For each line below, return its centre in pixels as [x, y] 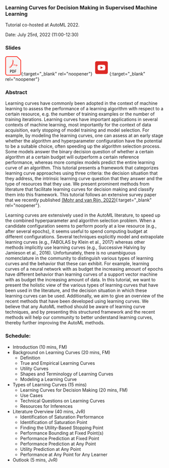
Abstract [16, 92]
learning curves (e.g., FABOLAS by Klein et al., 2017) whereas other [75, 242]
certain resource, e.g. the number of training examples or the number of [80, 114]
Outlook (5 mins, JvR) [35, 460]
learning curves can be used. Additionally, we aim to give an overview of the [84, 296]
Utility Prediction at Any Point [50, 449]
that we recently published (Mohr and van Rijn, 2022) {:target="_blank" [79, 200]
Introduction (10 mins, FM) [40, 347]
